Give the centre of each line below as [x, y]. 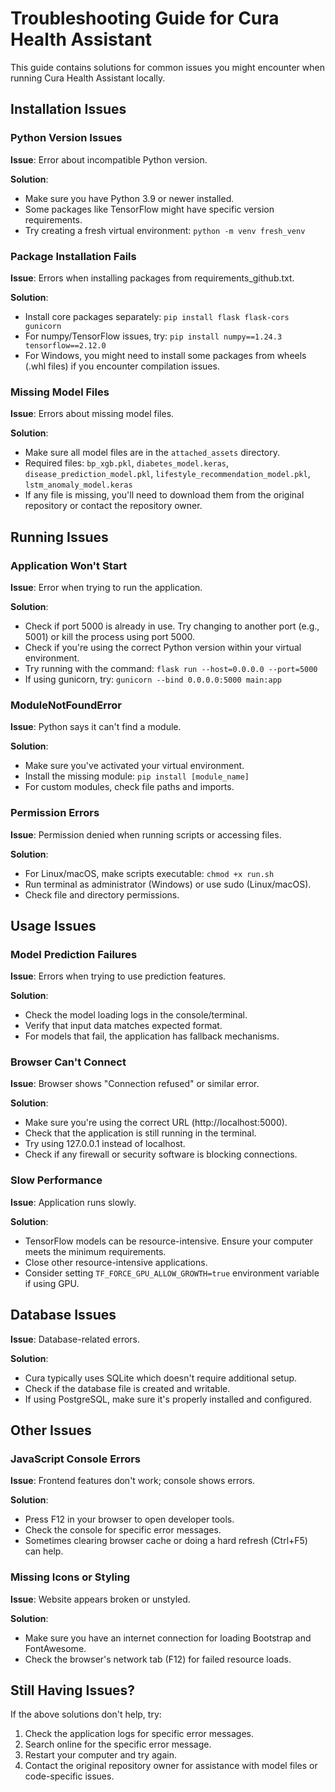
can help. [44, 1551]
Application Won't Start [69, 565]
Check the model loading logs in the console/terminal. [136, 1015]
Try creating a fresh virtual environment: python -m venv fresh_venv [165, 230]
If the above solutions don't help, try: [86, 1714]
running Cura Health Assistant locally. [88, 78]
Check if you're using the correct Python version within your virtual [163, 647]
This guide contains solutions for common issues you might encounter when [167, 67]
